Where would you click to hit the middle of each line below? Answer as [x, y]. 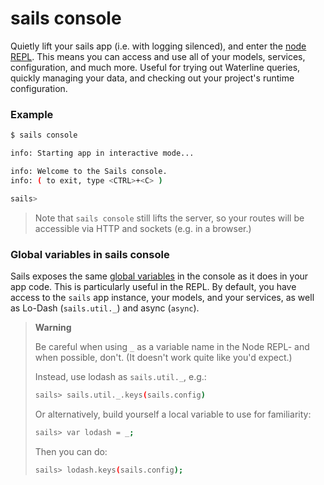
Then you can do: [71, 451]
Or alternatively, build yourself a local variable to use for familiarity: [173, 414]
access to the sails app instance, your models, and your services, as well [162, 297]
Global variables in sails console [90, 254]
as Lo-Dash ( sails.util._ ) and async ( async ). [105, 308]
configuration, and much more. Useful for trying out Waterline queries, [155, 67]
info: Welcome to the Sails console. [89, 171]
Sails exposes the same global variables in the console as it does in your [159, 276]
